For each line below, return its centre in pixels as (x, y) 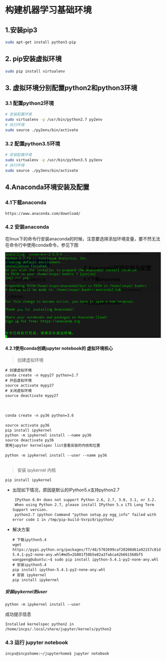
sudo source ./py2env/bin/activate (42, 130)
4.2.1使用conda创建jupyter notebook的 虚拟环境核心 (59, 348)
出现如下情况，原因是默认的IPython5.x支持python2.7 (66, 490)
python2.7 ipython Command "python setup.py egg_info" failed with (85, 515)
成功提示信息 (18, 614)
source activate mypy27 (30, 386)
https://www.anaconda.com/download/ (43, 214)
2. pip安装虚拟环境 (33, 59)
